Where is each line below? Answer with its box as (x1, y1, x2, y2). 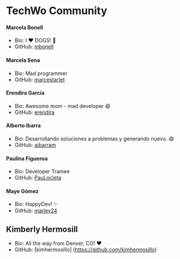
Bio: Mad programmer (14, 69, 68, 77)
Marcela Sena (6, 56, 40, 63)
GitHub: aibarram (14, 142, 57, 148)
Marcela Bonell (6, 23, 43, 31)
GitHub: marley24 (14, 207, 57, 214)
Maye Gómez (6, 187, 39, 194)
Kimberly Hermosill (6, 224, 78, 234)
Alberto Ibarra (6, 122, 41, 129)
